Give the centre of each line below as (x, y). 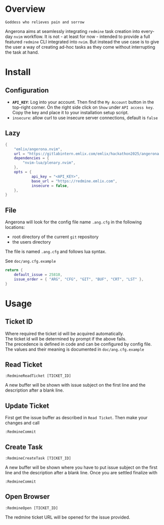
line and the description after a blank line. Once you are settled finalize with (81, 473)
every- (148, 31)
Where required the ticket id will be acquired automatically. (65, 334)
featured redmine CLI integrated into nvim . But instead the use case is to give (82, 42)
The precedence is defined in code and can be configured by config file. (79, 344)
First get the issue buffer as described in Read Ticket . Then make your (76, 418)
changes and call (22, 423)
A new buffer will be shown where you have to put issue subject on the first (81, 467)
